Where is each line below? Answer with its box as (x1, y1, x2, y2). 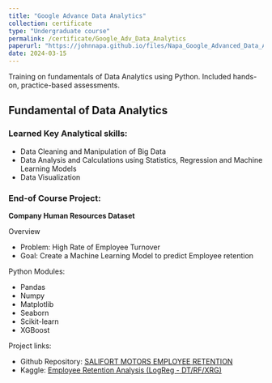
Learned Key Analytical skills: (8, 128, 128, 139)
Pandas (19, 282, 46, 292)
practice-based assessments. (20, 80, 120, 90)
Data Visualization (19, 172, 81, 182)
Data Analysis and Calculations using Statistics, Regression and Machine (19, 155, 263, 164)
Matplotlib (19, 299, 54, 309)
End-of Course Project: (8, 192, 101, 203)
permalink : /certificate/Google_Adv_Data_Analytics (8, 34, 186, 43)
